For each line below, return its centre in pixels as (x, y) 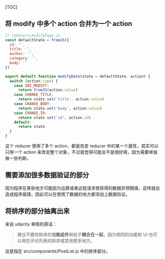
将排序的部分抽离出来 (37, 211)
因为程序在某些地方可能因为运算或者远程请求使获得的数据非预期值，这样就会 (82, 188)
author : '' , (22, 54)
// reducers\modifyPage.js (33, 35)
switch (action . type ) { (34, 81)
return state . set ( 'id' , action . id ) (55, 118)
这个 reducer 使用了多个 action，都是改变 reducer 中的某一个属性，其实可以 (82, 146)
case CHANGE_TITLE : (34, 95)
